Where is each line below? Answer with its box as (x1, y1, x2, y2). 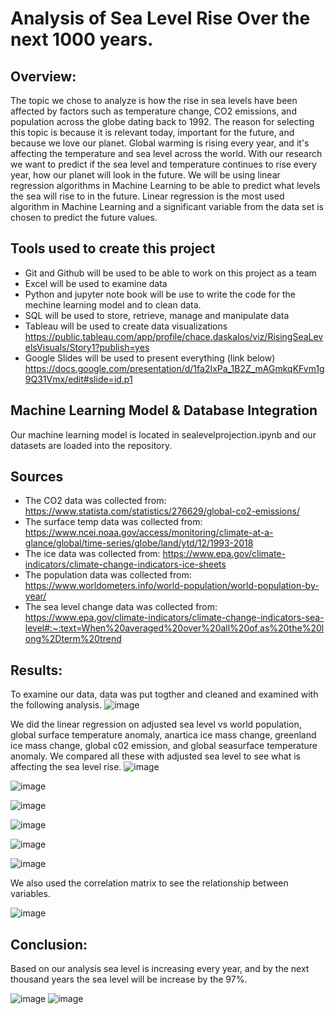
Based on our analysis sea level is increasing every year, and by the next (10, 963, 310, 975)
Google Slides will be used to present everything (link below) (24, 352, 276, 364)
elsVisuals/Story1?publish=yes (24, 341, 150, 353)
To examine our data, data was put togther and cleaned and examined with (10, 688, 319, 701)
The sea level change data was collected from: (24, 601, 218, 613)
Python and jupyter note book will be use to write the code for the (24, 288, 296, 300)
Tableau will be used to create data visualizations (24, 320, 228, 332)
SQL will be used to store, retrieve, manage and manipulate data (24, 309, 290, 321)
